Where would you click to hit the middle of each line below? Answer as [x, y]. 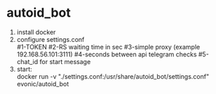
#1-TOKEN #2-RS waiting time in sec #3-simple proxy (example [108, 47]
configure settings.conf [50, 39]
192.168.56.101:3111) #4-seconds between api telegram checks [107, 54]
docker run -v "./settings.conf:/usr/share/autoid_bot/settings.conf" [113, 76]
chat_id [27, 61]
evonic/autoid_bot [43, 84]
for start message [65, 61]
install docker [36, 32]
